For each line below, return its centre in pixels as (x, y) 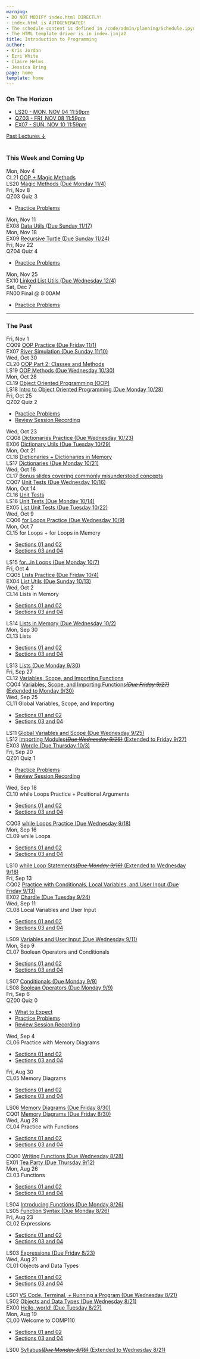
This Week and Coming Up (45, 158)
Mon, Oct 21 (21, 451)
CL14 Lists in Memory (33, 594)
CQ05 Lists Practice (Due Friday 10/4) (53, 575)
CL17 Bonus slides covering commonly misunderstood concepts (85, 476)
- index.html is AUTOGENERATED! (46, 23)
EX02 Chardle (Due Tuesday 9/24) (48, 897)
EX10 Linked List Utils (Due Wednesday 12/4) (61, 280)
